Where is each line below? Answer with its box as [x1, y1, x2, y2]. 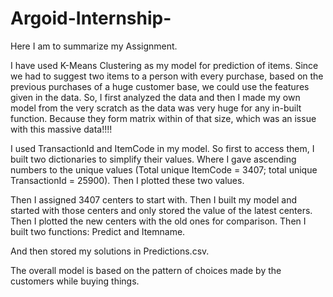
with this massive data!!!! [10, 123, 113, 135]
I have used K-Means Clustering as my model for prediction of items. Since [10, 59, 319, 71]
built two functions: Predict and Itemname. [10, 225, 186, 237]
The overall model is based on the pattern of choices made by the [10, 264, 282, 276]
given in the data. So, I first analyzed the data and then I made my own [10, 91, 301, 103]
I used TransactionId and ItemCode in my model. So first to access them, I [10, 142, 315, 154]
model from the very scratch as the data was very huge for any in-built [10, 102, 302, 114]
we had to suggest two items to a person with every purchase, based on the [10, 70, 324, 82]
